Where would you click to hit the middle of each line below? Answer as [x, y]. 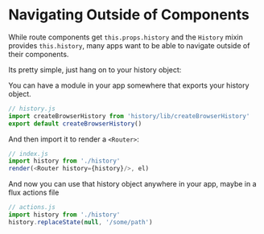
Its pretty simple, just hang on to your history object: [95, 69]
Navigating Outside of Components [129, 15]
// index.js [28, 154]
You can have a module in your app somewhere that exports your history [129, 85]
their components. [39, 54]
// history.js [32, 109]
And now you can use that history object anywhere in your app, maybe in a [132, 184]
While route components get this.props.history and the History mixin [126, 37]
